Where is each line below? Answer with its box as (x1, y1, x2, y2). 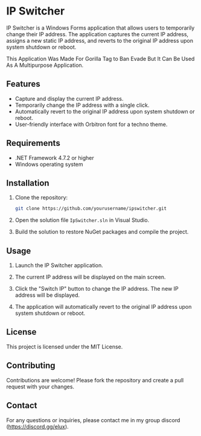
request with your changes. (6, 383, 74, 390)
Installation (6, 178, 49, 188)
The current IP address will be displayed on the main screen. (14, 273, 166, 281)
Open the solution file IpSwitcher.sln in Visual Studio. (14, 216, 150, 224)
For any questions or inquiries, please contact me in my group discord (6, 416, 180, 423)
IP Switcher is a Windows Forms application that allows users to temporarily (6, 24, 195, 31)
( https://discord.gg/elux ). (6, 423, 69, 430)
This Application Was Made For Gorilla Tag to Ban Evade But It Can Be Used (6, 55, 195, 62)
